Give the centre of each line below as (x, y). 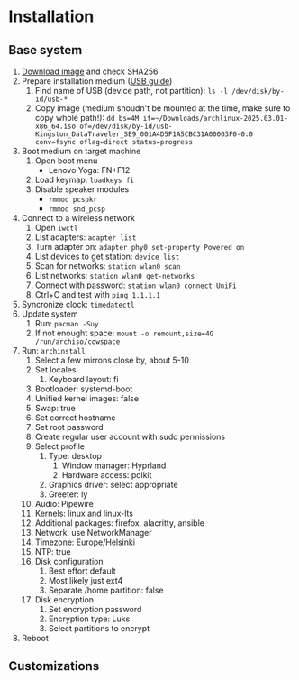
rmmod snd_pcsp (77, 209)
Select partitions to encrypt (99, 628)
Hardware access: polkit (107, 475)
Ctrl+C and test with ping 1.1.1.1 (98, 294)
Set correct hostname (75, 418)
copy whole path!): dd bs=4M (87, 118)
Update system (50, 314)
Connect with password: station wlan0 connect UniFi (136, 285)
